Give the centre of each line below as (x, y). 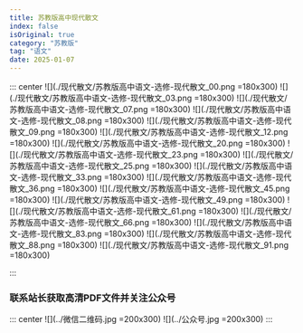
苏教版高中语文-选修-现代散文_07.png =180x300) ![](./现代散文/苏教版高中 (146, 109)
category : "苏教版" (44, 43)
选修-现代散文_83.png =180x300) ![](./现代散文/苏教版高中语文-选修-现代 (156, 233)
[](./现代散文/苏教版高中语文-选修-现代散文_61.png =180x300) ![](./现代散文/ (151, 211)
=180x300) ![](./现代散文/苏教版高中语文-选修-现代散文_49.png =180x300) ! (150, 200)
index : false (34, 26)
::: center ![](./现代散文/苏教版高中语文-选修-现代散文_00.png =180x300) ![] (149, 86)
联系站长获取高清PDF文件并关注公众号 (93, 298)
